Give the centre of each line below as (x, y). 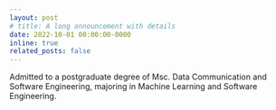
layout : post (34, 18)
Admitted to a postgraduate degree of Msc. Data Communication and (138, 77)
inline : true (34, 43)
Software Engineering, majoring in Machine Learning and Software (133, 87)
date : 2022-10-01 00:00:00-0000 (70, 34)
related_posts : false (50, 51)
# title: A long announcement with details (93, 26)
